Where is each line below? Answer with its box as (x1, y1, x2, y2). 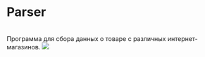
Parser (6, 4, 46, 20)
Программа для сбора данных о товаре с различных (6, 34, 166, 42)
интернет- (167, 34, 198, 42)
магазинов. (6, 42, 41, 51)
